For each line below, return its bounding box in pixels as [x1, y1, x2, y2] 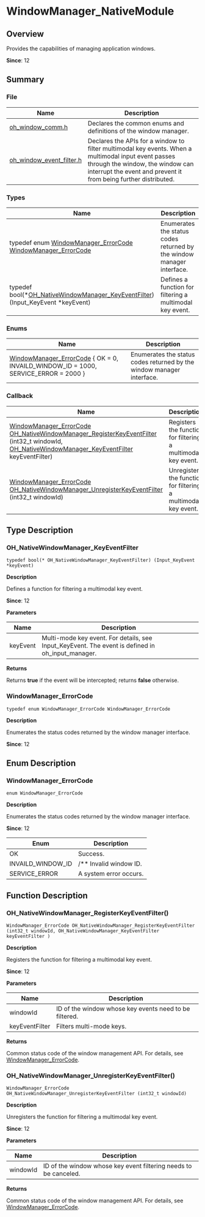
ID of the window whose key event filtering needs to [43, 1162, 192, 1170]
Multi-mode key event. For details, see [41, 634, 153, 642]
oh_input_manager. [41, 649, 97, 657]
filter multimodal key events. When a [87, 144, 192, 152]
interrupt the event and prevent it [87, 167, 182, 176]
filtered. [56, 1012, 79, 1020]
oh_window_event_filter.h [9, 155, 82, 164]
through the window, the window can [87, 159, 194, 168]
